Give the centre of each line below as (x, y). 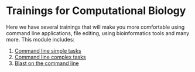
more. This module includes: (40, 39)
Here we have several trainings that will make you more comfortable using (95, 27)
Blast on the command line (47, 63)
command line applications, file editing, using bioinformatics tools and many (98, 33)
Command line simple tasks (48, 50)
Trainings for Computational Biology (96, 11)
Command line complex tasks (50, 57)
